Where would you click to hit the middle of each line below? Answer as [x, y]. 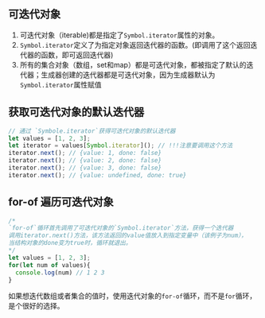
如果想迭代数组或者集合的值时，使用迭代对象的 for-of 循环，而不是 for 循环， [132, 296]
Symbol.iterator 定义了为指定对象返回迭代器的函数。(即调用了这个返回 [135, 45]
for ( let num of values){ [49, 265]
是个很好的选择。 [36, 306]
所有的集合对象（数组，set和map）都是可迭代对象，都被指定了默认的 [133, 64]
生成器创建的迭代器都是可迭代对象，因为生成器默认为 [128, 75]
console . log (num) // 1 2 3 [60, 273]
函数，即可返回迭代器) [77, 55]
